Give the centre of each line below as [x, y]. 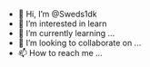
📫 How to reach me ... [60, 53]
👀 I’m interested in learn [62, 24]
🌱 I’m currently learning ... [66, 33]
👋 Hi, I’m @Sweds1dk [57, 14]
